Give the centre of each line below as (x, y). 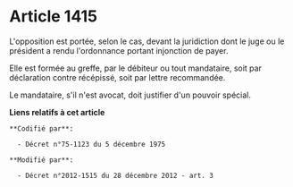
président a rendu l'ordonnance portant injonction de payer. (119, 50)
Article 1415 (54, 17)
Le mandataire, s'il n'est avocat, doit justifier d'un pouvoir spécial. (130, 95)
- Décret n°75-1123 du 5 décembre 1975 (92, 144)
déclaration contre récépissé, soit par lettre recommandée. (117, 77)
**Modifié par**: (42, 160)
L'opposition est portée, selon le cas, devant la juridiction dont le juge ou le (147, 41)
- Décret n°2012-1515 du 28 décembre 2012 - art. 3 (116, 175)
